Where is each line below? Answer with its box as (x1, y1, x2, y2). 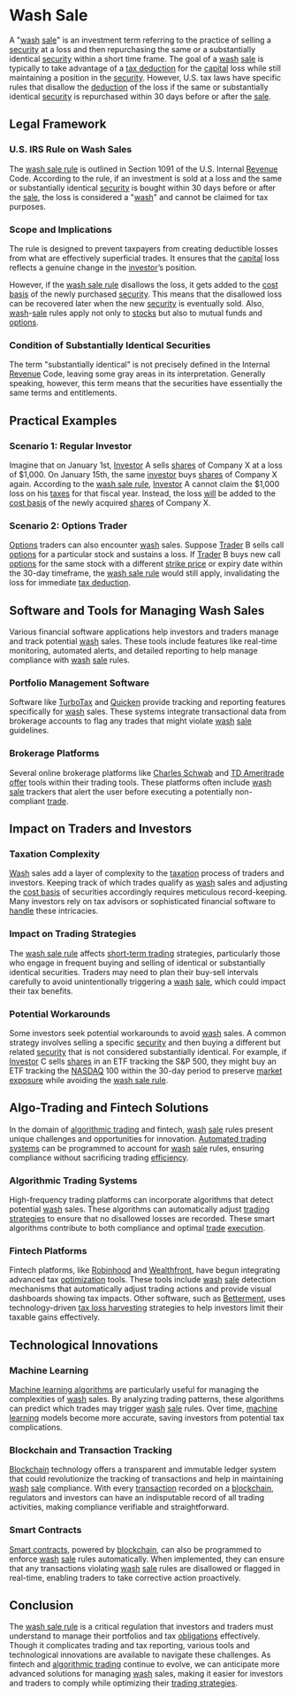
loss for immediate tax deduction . (9, 577, 131, 588)
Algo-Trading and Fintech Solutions (9, 1100, 209, 1116)
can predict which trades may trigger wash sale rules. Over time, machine (9, 1403, 278, 1414)
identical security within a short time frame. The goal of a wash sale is (9, 53, 264, 64)
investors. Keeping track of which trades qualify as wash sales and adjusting (9, 878, 288, 888)
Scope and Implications (9, 223, 112, 236)
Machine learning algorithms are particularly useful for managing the (9, 1383, 259, 1395)
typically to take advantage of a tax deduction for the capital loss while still (9, 63, 281, 74)
